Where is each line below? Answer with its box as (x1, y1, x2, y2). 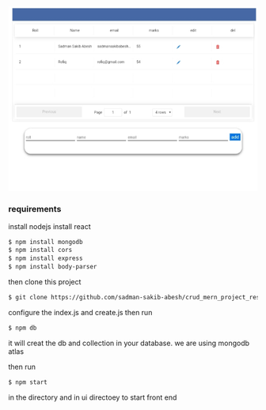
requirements (8, 204, 62, 215)
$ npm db (8, 324, 37, 332)
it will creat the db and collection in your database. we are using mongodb (8, 338, 250, 348)
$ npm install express (8, 254, 83, 262)
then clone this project (8, 277, 82, 287)
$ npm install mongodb (8, 238, 83, 246)
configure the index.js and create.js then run (8, 307, 153, 317)
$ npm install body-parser (8, 263, 97, 271)
